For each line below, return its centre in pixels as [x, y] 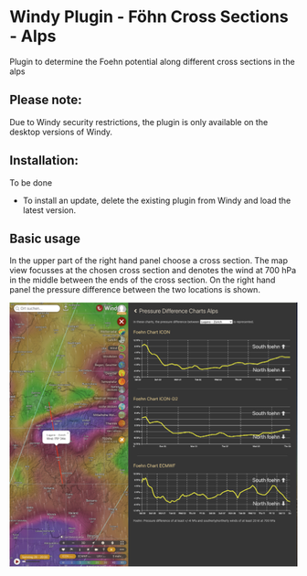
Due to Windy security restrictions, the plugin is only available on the [139, 122]
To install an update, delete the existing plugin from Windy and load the [157, 200]
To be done [31, 182]
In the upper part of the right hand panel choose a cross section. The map [148, 261]
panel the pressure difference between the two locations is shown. [135, 290]
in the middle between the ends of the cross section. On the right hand [143, 280]
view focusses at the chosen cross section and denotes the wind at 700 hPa [153, 271]
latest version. [49, 210]
